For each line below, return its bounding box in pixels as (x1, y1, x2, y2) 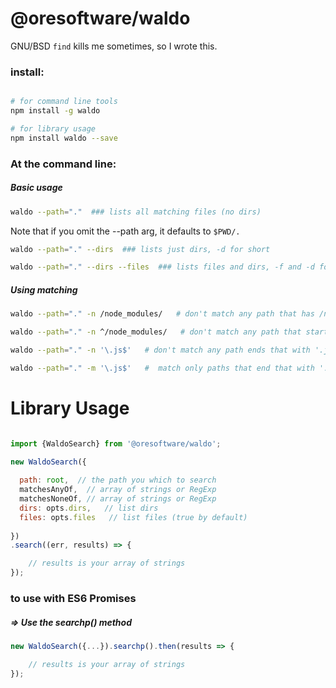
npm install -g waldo (10, 106, 101, 116)
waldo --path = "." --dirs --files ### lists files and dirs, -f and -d (10, 262, 315, 272)
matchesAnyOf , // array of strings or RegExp (19, 485, 217, 495)
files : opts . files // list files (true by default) (19, 512, 248, 522)
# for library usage (10, 123, 97, 134)
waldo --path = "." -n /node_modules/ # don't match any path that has (10, 309, 315, 319)
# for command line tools (10, 97, 118, 107)
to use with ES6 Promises (10, 591, 137, 605)
